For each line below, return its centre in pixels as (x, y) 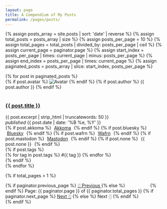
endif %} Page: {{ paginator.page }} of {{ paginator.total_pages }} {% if (79, 191)
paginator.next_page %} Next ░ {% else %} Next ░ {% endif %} (72, 196)
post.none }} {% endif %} (33, 144)
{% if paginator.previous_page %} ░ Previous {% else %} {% (81, 185)
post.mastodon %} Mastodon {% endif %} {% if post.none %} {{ (75, 139)
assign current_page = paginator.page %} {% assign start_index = (75, 50)
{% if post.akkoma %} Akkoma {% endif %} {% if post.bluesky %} (76, 127)
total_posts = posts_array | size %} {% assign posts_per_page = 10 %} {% (83, 39)
